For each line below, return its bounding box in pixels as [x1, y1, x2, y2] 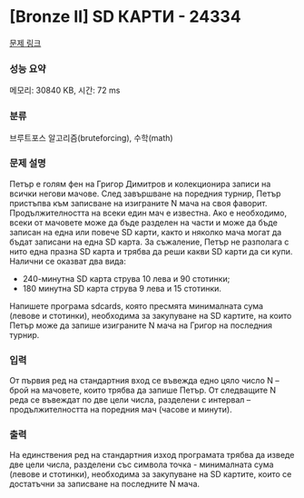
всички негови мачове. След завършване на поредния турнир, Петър [9, 188, 281, 199]
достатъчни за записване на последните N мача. [9, 479, 201, 490]
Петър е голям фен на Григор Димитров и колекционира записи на [9, 178, 271, 189]
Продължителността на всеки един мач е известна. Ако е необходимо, [9, 207, 288, 218]
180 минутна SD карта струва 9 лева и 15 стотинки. [22, 283, 222, 294]
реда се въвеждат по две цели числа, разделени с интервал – [9, 394, 251, 405]
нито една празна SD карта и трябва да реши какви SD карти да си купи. [9, 245, 293, 256]
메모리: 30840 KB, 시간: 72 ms [9, 85, 121, 96]
